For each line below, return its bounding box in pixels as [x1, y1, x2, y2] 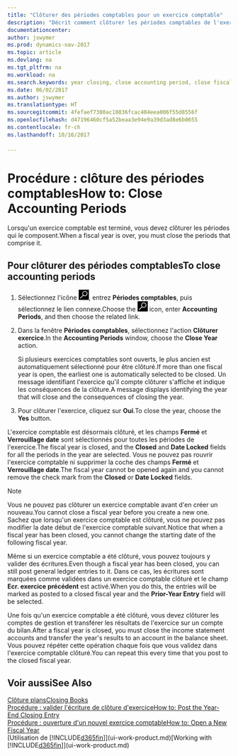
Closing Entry [20, 711, 60, 720]
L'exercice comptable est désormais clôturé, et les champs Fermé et [7, 428, 208, 437]
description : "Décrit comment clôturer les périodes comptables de [7, 18, 211, 26]
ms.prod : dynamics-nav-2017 [7, 41, 91, 49]
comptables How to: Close [7, 185, 163, 202]
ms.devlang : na [7, 57, 52, 64]
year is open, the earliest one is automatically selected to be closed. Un [17, 370, 227, 379]
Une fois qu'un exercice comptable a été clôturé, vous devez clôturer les [7, 611, 220, 620]
